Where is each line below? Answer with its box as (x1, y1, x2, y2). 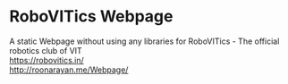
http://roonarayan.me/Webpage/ (9, 64, 129, 75)
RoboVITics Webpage (9, 6, 174, 27)
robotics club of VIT (9, 45, 82, 55)
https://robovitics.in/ (9, 55, 85, 65)
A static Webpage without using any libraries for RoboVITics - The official (9, 36, 280, 46)
